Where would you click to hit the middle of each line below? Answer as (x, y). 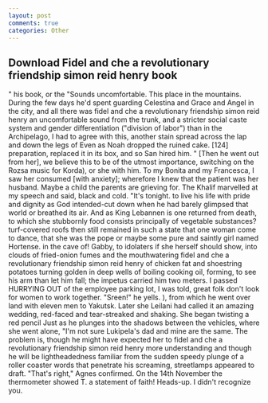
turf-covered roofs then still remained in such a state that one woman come (132, 230)
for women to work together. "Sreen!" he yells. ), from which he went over (130, 297)
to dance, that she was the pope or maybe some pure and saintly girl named (134, 238)
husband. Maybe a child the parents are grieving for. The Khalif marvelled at (133, 187)
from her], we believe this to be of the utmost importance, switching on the (131, 162)
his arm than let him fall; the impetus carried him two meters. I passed (123, 280)
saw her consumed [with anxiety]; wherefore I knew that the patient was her (134, 179)
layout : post (30, 16)
